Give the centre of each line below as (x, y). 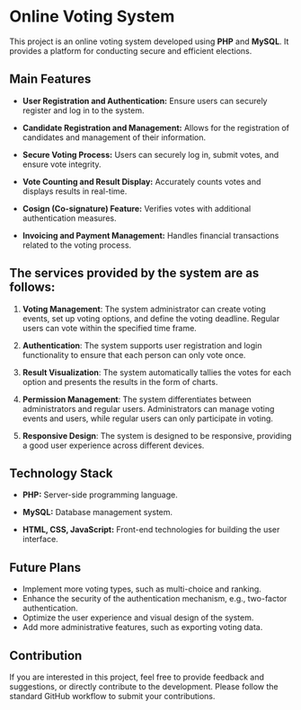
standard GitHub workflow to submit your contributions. (112, 696)
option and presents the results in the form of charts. (120, 381)
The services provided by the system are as (134, 273)
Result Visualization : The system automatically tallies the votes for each (157, 372)
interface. (40, 539)
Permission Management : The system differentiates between (137, 399)
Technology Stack (61, 473)
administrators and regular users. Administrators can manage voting (148, 408)
